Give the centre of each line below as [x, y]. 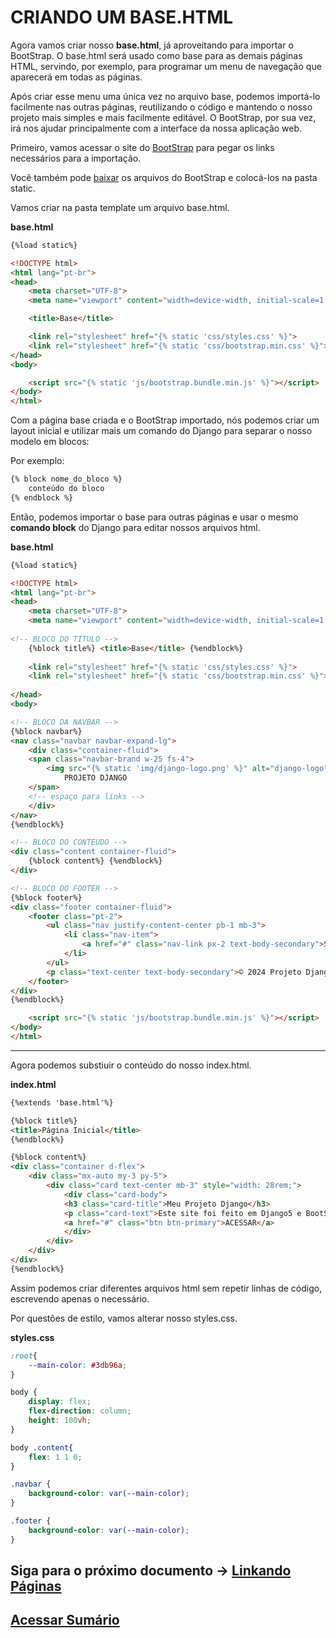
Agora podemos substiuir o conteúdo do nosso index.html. [131, 1065]
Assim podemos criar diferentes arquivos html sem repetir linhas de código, [166, 1288]
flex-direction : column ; [80, 1411]
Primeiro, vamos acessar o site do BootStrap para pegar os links [142, 147]
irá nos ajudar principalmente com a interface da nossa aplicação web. [156, 128]
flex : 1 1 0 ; [55, 1457]
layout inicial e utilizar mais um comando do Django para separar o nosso [161, 431]
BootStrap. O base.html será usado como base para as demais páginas [156, 55]
